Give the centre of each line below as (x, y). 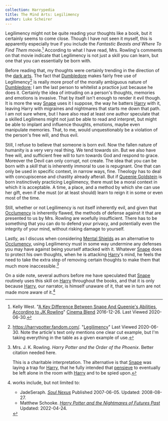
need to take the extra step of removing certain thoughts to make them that (82, 259)
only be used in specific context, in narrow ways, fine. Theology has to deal (83, 171)
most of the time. (23, 197)
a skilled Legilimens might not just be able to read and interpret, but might (81, 119)
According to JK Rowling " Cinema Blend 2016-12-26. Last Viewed (80, 312)
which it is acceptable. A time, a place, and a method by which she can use (82, 187)
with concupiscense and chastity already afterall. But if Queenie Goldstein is (84, 176)
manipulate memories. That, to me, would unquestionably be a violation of (81, 129)
